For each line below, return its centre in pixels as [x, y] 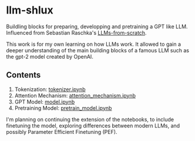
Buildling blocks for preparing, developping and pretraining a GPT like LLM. [97, 26]
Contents [23, 75]
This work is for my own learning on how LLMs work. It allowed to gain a [93, 44]
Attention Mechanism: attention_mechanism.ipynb [75, 95]
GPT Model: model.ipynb [45, 102]
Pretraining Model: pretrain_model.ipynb [63, 108]
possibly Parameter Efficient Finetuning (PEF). [62, 132]
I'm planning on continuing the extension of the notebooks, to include [90, 119]
